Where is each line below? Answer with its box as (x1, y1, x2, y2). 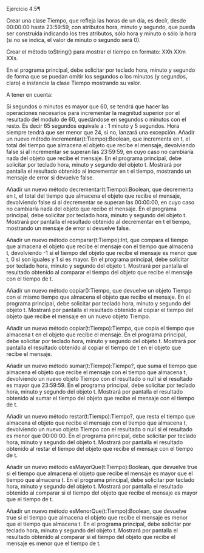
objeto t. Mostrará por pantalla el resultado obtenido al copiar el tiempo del (6, 307, 194, 313)
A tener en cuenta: (6, 91, 53, 98)
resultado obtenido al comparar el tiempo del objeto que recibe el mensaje (6, 269, 193, 276)
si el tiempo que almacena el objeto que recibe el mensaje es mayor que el (6, 470, 193, 477)
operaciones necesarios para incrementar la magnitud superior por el (6, 110, 180, 116)
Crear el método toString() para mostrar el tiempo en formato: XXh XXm (6, 48, 186, 55)
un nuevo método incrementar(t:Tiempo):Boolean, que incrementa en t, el (6, 135, 190, 142)
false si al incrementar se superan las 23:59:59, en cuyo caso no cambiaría (6, 148, 194, 155)
